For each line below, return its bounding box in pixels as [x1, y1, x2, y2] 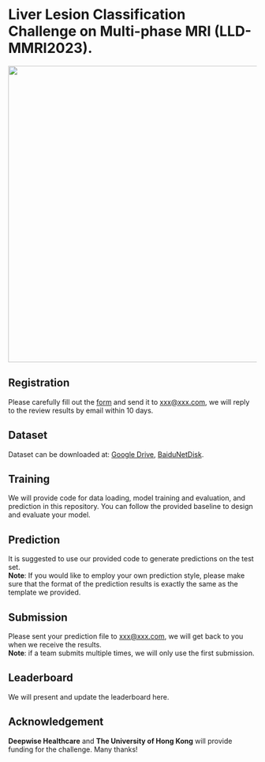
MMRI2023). [8, 40, 93, 57]
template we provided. [8, 587, 81, 598]
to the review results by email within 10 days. [8, 406, 154, 415]
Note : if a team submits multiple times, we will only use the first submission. [8, 648, 255, 658]
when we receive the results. [8, 640, 103, 649]
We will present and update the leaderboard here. [8, 692, 170, 701]
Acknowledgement [8, 715, 104, 729]
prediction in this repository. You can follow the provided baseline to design [8, 502, 254, 511]
